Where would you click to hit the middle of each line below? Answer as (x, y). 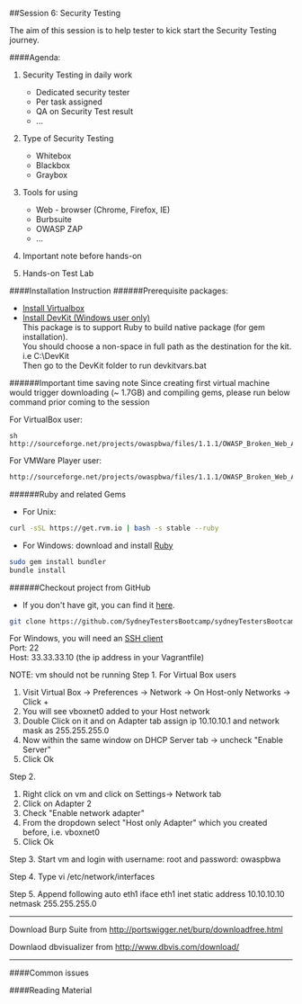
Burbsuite (53, 219)
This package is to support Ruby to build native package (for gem (143, 327)
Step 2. (22, 776)
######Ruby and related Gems (68, 494)
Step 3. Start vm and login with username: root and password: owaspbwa (145, 859)
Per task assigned (69, 102)
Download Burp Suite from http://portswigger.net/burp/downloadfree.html (146, 929)
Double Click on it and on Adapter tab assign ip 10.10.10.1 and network (151, 721)
